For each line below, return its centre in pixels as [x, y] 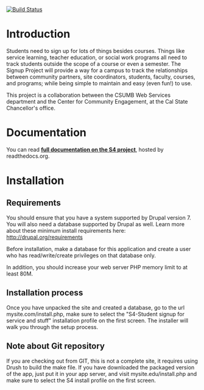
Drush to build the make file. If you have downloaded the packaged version [100, 367]
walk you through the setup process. [52, 327]
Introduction [38, 34]
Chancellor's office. [31, 108]
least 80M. [20, 274]
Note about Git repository [56, 346]
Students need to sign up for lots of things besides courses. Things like [96, 51]
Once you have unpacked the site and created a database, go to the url [95, 307]
